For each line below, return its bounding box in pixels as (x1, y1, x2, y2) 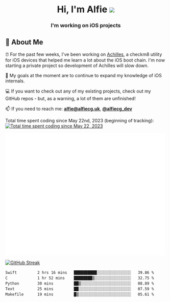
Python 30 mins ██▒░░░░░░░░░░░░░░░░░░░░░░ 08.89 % (5, 281, 154, 286)
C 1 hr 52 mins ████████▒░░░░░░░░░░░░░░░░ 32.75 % (5, 275, 154, 281)
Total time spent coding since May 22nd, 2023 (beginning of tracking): (5, 117, 154, 123)
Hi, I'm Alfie (57, 4, 108, 15)
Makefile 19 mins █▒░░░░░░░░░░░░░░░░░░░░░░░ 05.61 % (5, 292, 154, 297)
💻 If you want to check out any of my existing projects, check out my (5, 88, 152, 94)
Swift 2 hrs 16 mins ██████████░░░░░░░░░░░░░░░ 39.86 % (5, 270, 154, 275)
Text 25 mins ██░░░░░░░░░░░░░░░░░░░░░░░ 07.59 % (5, 286, 154, 291)
